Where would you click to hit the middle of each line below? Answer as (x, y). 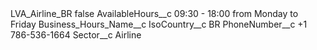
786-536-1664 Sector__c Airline (76, 35)
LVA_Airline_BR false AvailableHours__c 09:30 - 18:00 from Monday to (154, 13)
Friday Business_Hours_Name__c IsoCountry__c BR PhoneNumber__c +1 (159, 24)
